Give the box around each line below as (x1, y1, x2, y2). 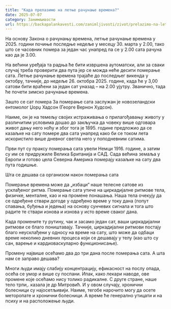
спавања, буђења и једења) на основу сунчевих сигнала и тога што (5, 203, 154, 210)
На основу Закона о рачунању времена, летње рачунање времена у (5, 36, 156, 42)
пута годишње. (5, 162, 38, 168)
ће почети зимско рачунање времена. (5, 89, 89, 95)
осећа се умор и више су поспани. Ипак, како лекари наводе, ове (5, 271, 150, 277)
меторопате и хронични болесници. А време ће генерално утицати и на (5, 293, 162, 299)
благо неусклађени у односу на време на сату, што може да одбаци (5, 229, 154, 236)
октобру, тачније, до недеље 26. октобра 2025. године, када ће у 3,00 (5, 78, 158, 84)
